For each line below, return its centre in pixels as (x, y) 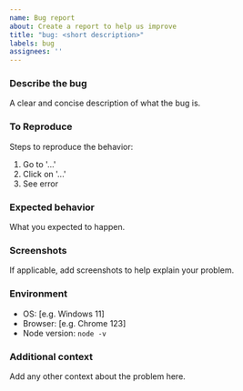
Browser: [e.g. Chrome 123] (74, 323)
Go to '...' (39, 164)
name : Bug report (42, 18)
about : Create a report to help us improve (93, 26)
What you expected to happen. (67, 227)
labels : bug (32, 43)
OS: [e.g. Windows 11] (63, 314)
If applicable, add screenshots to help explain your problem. (122, 270)
